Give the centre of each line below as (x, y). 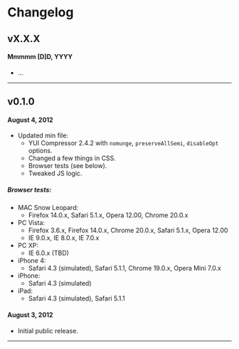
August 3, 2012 (30, 315)
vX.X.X (24, 39)
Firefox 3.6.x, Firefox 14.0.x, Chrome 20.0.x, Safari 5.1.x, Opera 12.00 (128, 230)
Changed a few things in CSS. (72, 158)
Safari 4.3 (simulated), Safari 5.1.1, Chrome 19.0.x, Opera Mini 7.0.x (125, 269)
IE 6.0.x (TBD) (49, 253)
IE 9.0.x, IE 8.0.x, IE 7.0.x (64, 238)
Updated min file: (43, 135)
